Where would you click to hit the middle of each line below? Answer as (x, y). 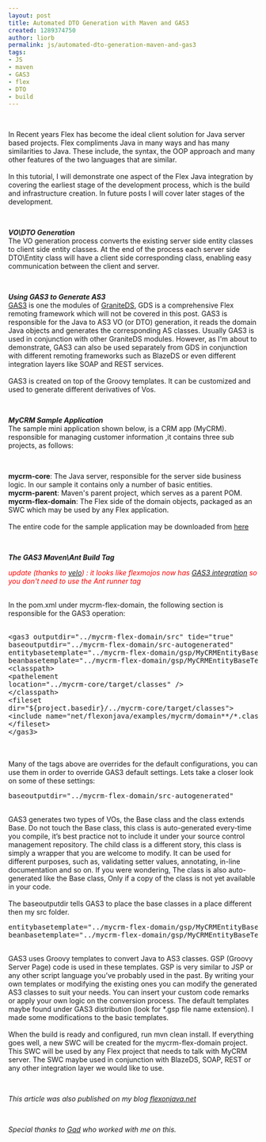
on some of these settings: (52, 781)
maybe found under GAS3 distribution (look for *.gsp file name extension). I (131, 1009)
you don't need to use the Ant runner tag (74, 581)
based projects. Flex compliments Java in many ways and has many (119, 143)
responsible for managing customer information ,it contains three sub (121, 437)
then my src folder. (39, 912)
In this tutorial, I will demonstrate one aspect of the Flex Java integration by (131, 177)
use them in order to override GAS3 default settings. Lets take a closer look (131, 773)
